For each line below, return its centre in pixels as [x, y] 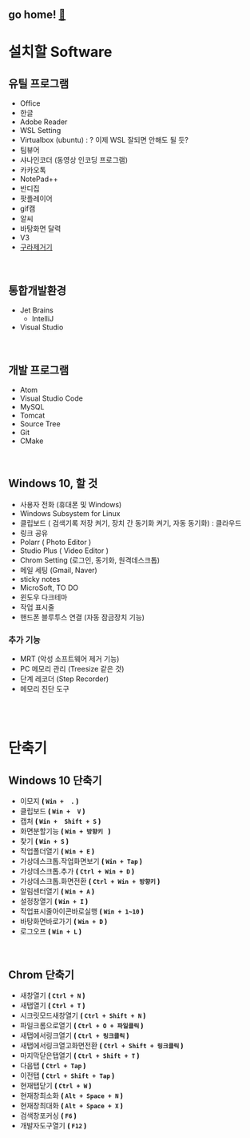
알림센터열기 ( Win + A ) [57, 891]
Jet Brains [36, 310]
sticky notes [40, 579]
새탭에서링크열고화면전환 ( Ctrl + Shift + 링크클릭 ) [101, 1045]
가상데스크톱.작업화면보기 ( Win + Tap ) [81, 862]
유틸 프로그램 [39, 84]
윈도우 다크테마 [44, 597]
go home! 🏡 [37, 15]
